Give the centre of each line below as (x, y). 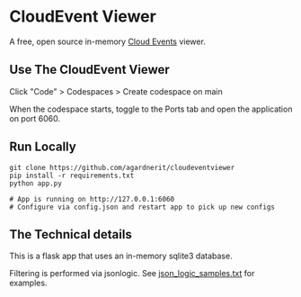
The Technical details (71, 234)
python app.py (36, 183)
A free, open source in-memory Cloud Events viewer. (108, 41)
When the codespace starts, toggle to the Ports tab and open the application (151, 109)
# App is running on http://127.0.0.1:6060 (92, 199)
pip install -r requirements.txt (72, 175)
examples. (28, 283)
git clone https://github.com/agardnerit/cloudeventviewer (122, 167)
